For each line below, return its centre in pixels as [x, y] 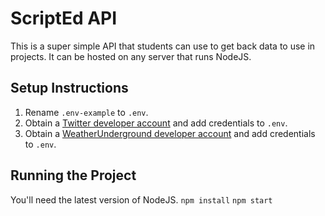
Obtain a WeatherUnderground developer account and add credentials [170, 133]
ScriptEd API [64, 18]
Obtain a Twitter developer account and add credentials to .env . [156, 123]
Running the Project [73, 175]
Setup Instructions [69, 88]
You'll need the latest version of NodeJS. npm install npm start [141, 199]
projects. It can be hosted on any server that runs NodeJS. [131, 56]
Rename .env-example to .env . [86, 112]
